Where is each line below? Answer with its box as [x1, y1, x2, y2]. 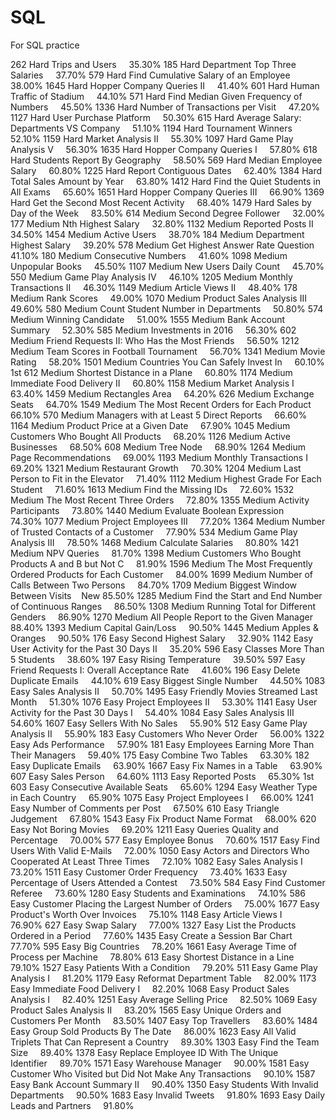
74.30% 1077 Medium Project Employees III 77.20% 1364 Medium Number [10, 515, 326, 527]
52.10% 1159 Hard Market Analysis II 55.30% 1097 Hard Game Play [10, 132, 294, 145]
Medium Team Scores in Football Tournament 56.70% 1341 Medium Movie [10, 345, 326, 357]
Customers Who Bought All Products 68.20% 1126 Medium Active [10, 430, 291, 442]
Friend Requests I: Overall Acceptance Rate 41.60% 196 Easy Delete [10, 664, 301, 676]
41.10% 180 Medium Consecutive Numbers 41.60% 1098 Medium [10, 249, 288, 261]
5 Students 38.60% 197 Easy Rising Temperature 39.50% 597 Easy [10, 653, 306, 665]
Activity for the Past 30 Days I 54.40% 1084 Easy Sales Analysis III [10, 706, 295, 718]
